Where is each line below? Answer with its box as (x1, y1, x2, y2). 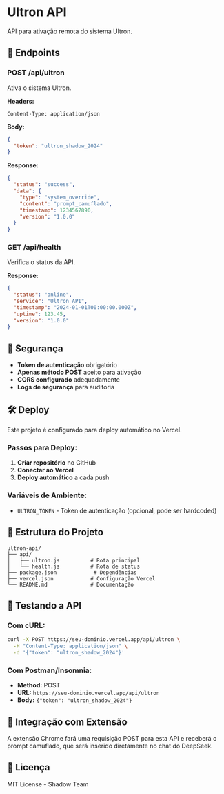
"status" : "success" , (13, 181, 76, 188)
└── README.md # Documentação (7, 581, 134, 588)
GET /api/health (7, 243, 61, 252)
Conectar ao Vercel (17, 466, 74, 474)
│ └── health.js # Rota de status (7, 563, 140, 570)
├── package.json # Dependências (7, 569, 137, 576)
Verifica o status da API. (7, 258, 76, 266)
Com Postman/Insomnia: (7, 665, 92, 675)
